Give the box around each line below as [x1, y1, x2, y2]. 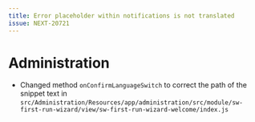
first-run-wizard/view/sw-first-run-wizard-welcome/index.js [19, 106, 229, 114]
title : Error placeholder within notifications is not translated [8, 11, 235, 20]
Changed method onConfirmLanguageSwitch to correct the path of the [19, 80, 247, 90]
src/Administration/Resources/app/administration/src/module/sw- [19, 99, 243, 107]
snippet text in [19, 89, 68, 99]
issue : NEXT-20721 [8, 19, 70, 27]
